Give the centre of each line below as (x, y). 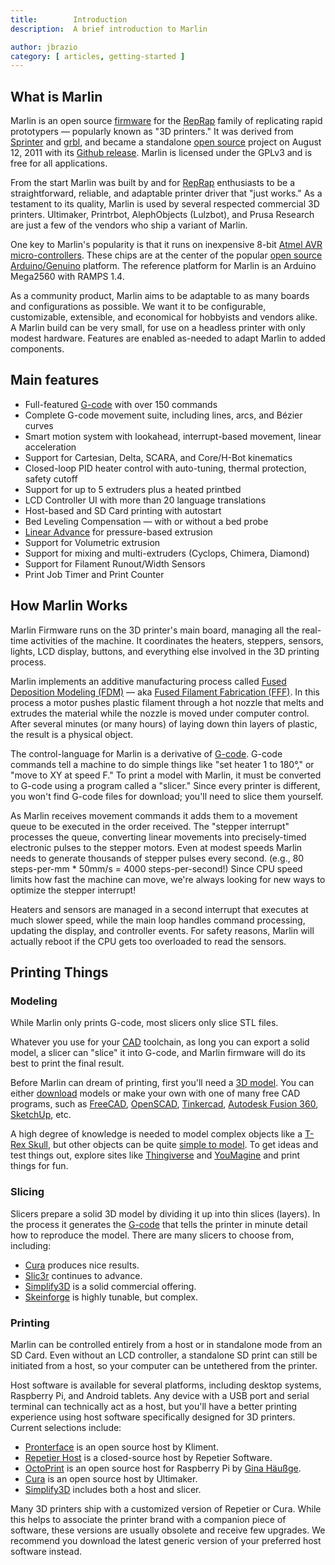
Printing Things (59, 972)
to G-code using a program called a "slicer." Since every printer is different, (165, 785)
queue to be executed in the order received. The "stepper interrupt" (150, 826)
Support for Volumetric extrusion (92, 542)
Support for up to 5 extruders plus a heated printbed (133, 489)
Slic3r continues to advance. (83, 1275)
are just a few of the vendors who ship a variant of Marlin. (129, 225)
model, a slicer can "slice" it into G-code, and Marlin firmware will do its (158, 1053)
